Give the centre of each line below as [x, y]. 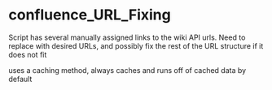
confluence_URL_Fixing [90, 15]
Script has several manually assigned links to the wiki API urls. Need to [127, 37]
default [20, 79]
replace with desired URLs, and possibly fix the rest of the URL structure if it [136, 45]
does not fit [28, 54]
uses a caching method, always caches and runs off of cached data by [127, 70]
